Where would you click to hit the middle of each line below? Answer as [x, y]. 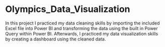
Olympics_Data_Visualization [68, 9]
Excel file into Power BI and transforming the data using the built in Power [81, 28]
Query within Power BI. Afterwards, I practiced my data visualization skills [82, 33]
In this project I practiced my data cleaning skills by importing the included [82, 23]
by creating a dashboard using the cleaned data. [56, 39]
